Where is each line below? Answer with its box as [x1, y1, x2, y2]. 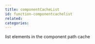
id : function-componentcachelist [5, 12, 73, 16]
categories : [5, 20, 29, 26]
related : [5, 16, 23, 21]
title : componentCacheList [5, 7, 60, 12]
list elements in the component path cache [5, 34, 91, 40]
